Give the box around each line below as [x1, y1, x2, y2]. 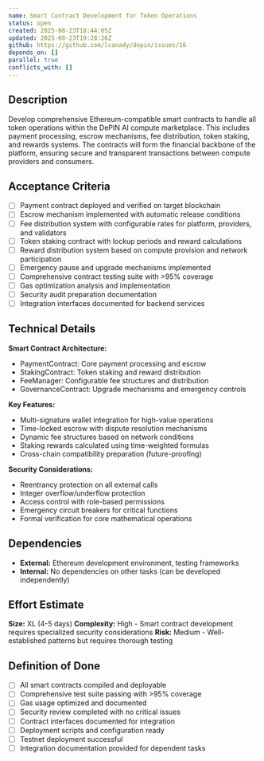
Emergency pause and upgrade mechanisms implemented [19, 262, 212, 272]
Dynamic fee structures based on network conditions [19, 432, 195, 441]
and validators [19, 228, 67, 237]
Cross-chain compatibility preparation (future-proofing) [19, 449, 203, 458]
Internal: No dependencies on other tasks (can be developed [19, 567, 221, 576]
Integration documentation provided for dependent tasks [19, 743, 206, 753]
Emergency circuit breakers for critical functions [19, 505, 178, 515]
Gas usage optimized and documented [19, 698, 147, 708]
